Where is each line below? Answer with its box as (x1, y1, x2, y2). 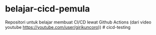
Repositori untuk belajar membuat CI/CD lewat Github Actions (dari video (5, 19, 152, 25)
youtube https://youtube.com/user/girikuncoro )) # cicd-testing (5, 24, 131, 30)
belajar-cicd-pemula (5, 3, 90, 14)
